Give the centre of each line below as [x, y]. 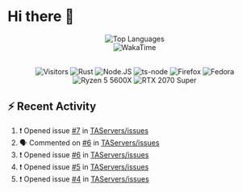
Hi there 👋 [41, 17]
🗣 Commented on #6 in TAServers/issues [89, 142]
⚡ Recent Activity [52, 107]
